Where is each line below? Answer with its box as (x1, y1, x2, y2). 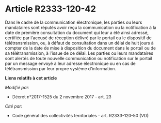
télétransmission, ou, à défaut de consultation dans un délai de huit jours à (5, 40, 154, 46)
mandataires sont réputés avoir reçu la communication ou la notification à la (5, 24, 157, 30)
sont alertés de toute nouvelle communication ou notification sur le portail (5, 55, 153, 61)
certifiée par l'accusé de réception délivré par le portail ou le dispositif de (5, 35, 152, 41)
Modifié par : (5, 84, 30, 90)
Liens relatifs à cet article (5, 75, 57, 81)
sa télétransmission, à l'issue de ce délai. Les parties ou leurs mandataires (5, 50, 154, 56)
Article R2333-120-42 (5, 3, 96, 15)
